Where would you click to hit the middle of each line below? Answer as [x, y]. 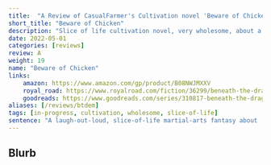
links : [19, 76]
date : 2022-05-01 [38, 38]
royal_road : [43, 91]
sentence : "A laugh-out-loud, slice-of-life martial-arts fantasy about [133, 121]
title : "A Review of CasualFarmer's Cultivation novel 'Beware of [124, 16]
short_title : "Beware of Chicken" [67, 23]
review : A [25, 53]
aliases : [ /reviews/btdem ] [54, 105]
